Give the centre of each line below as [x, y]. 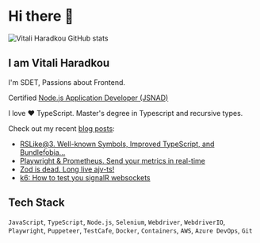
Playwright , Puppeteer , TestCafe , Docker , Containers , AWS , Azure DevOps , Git [130, 230]
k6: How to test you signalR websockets [85, 177]
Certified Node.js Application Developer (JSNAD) [88, 98]
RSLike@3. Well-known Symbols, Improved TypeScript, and [117, 144]
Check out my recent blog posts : [61, 128]
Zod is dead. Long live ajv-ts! [67, 169]
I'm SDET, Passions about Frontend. [67, 82]
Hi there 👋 [41, 16]
